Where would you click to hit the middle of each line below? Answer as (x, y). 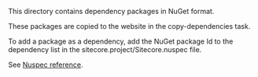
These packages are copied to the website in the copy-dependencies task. (129, 26)
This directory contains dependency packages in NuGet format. (111, 11)
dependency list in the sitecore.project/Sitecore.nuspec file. (105, 49)
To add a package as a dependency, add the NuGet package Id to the (121, 41)
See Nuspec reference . (46, 65)
